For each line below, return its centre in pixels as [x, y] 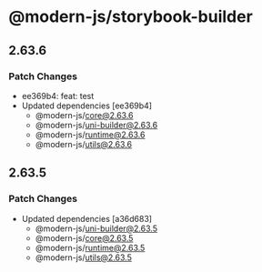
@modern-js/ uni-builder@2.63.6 [96, 125]
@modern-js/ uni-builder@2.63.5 [96, 228]
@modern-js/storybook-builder [131, 17]
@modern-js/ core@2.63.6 [84, 115]
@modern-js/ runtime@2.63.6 [90, 135]
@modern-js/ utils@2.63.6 [84, 144]
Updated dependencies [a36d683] [86, 218]
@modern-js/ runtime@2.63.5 [90, 247]
